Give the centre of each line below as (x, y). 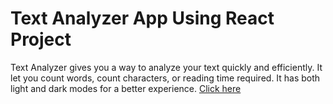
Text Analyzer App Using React (142, 18)
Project (41, 39)
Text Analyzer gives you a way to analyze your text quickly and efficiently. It (166, 67)
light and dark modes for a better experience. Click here (126, 88)
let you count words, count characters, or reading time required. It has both (165, 78)
